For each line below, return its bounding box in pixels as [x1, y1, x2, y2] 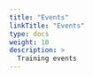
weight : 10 [9, 37, 50, 47]
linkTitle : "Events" [9, 21, 86, 30]
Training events [17, 54, 77, 63]
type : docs [9, 29, 50, 38]
